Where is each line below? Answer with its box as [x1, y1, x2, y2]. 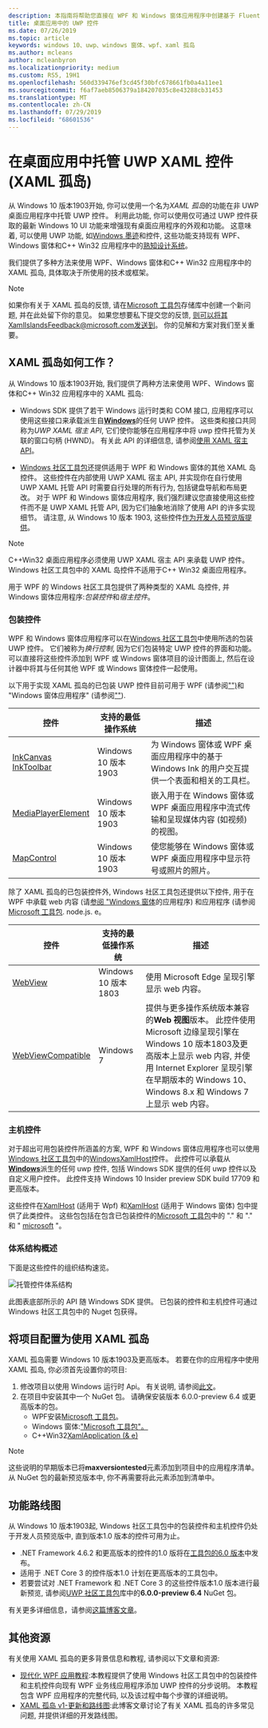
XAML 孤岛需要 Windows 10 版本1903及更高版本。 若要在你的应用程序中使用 [8, 1355, 259, 1364]
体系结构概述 [8, 1243, 58, 1254]
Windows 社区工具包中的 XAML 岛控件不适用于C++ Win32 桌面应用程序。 [8, 565, 251, 574]
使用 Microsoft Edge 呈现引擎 [145, 971, 255, 982]
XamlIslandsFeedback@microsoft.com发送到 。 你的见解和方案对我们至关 [8, 320, 249, 329]
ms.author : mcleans [8, 49, 73, 57]
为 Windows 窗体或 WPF [151, 739, 242, 750]
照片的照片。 [167, 864, 215, 876]
